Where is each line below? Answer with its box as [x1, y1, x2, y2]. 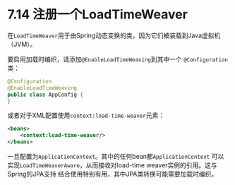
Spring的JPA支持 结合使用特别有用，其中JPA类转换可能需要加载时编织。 [7, 170, 218, 179]
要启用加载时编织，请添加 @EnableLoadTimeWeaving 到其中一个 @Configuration [7, 54, 228, 64]
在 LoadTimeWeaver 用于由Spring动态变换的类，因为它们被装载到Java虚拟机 [7, 31, 221, 40]
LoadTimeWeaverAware [20, 162, 80, 169]
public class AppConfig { [7, 91, 83, 98]
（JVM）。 [7, 40, 37, 48]
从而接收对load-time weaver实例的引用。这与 [85, 161, 217, 169]
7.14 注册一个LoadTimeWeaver [7, 6, 188, 23]
